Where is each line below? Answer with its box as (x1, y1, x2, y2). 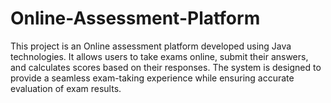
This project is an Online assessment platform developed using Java (10, 40, 292, 52)
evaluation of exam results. (10, 82, 122, 94)
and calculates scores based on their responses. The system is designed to (10, 61, 322, 73)
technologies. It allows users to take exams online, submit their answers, (10, 50, 309, 62)
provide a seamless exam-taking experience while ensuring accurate (10, 72, 295, 84)
